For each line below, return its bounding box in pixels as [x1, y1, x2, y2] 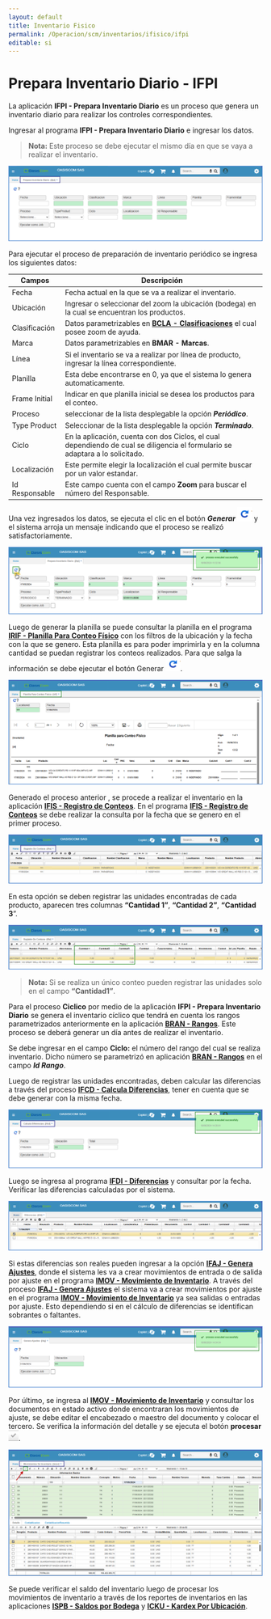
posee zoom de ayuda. [65, 328, 141, 337]
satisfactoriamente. [8, 531, 73, 540]
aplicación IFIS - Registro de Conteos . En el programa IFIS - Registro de [8, 801, 248, 810]
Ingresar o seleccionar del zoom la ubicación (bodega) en [65, 298, 256, 308]
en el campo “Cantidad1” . [27, 987, 115, 996]
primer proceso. [8, 818, 62, 828]
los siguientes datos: [8, 257, 77, 267]
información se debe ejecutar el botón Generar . [8, 663, 183, 673]
